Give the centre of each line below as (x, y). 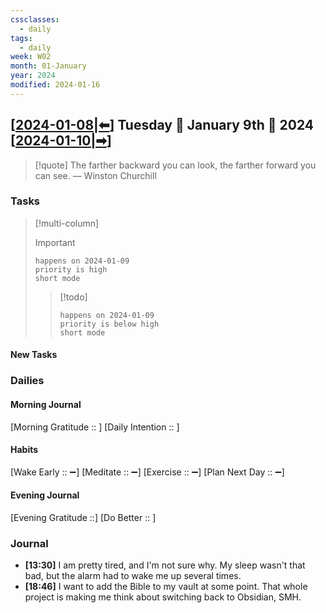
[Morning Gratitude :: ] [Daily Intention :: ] (95, 427)
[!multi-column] (67, 223)
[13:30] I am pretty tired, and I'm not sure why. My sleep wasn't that (165, 565)
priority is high (71, 269)
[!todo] (73, 297)
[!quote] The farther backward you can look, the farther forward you (175, 165)
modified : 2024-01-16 (55, 85)
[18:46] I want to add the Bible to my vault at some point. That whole (166, 587)
